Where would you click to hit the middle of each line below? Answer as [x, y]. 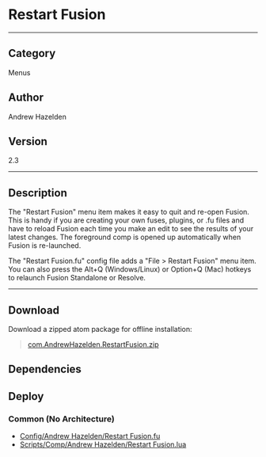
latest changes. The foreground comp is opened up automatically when [125, 237]
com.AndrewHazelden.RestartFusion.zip [93, 345]
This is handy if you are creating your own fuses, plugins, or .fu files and [126, 220]
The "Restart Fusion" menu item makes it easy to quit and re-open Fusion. [129, 212]
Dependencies [45, 369]
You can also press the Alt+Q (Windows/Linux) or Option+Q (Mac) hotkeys [130, 269]
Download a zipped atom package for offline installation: [100, 329]
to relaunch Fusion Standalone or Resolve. [77, 278]
